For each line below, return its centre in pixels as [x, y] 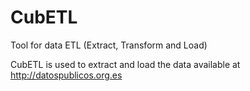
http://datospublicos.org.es [66, 75]
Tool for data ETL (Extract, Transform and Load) [109, 45]
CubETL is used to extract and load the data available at [125, 64]
